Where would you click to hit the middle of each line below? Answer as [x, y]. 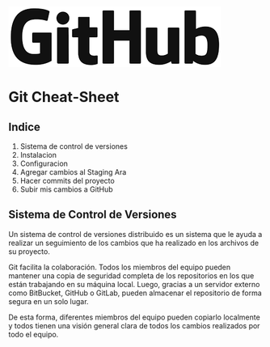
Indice [24, 127]
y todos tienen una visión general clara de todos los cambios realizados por [134, 325]
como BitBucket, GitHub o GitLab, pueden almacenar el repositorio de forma [135, 293]
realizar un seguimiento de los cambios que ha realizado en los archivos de [134, 243]
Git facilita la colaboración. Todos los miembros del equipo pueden [120, 267]
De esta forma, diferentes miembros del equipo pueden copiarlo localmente [134, 317]
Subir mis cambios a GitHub [66, 189]
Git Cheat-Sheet [64, 97]
